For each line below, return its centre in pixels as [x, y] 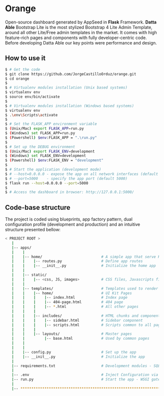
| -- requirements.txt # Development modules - [82, 366]
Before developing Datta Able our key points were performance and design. [81, 43]
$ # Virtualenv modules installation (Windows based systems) [70, 106]
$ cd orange [17, 79]
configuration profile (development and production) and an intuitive [73, 224]
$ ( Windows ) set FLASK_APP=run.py [40, 133]
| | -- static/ [29, 275]
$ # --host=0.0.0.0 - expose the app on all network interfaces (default [82, 174]
